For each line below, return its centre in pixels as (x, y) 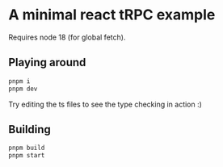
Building (29, 129)
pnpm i (19, 81)
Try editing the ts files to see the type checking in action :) (105, 104)
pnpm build (27, 148)
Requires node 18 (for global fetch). (67, 37)
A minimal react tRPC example (112, 15)
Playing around (47, 63)
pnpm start (27, 156)
